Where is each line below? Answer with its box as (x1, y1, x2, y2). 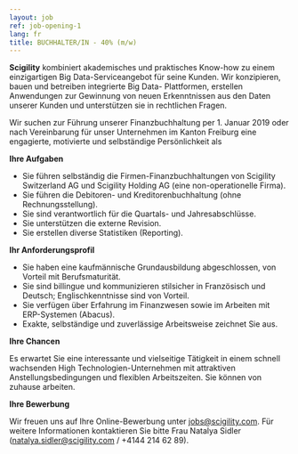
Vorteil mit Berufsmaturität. (21, 272, 122, 282)
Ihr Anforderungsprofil (9, 245, 95, 255)
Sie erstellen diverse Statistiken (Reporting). (21, 228, 184, 239)
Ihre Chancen (9, 336, 60, 347)
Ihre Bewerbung (9, 399, 70, 409)
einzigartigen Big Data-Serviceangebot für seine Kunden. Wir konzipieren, (9, 72, 281, 83)
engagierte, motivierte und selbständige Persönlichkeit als (9, 136, 222, 147)
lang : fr (9, 29, 42, 38)
